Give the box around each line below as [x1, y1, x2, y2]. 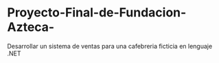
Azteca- [7, 19, 55, 35]
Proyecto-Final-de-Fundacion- [7, 5, 187, 21]
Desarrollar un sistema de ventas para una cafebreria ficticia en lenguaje [7, 42, 213, 50]
